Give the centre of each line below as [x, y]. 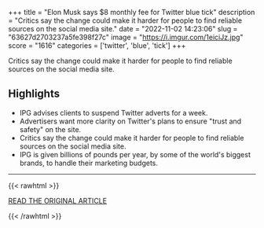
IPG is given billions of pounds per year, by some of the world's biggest [135, 154]
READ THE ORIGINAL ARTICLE [58, 200]
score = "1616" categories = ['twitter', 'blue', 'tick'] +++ [97, 46]
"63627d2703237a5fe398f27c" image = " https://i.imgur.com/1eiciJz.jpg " [126, 37]
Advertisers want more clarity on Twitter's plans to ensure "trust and [130, 121]
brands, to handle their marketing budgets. [89, 163]
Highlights [34, 94]
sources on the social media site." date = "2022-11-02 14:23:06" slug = [123, 29]
